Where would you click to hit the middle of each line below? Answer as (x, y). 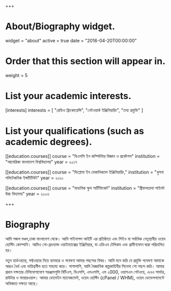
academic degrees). (49, 142)
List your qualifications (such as (75, 131)
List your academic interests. (68, 96)
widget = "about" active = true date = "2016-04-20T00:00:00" (71, 40)
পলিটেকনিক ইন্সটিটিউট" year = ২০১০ (34, 178)
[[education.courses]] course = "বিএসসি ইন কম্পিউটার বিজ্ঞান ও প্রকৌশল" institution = (82, 156)
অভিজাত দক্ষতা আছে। (22, 283)
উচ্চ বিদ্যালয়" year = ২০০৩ (27, 193)
